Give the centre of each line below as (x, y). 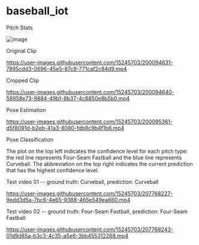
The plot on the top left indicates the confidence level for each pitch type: (97, 151)
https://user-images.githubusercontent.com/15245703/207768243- (90, 229)
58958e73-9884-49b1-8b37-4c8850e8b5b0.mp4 (68, 98)
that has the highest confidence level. (53, 170)
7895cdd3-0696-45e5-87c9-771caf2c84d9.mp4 (67, 69)
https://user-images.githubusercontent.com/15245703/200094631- (90, 62)
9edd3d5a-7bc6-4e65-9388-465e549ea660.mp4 (68, 199)
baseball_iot (37, 11)
